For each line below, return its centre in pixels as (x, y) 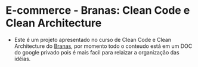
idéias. (22, 59)
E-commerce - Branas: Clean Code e (98, 10)
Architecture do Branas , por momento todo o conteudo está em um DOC (103, 46)
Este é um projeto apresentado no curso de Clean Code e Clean (92, 39)
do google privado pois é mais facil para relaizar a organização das (97, 52)
